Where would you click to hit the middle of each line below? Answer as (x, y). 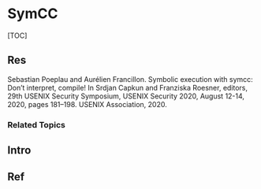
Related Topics (37, 124)
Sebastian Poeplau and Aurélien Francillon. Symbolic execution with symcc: (130, 79)
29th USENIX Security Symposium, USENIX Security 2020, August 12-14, (126, 96)
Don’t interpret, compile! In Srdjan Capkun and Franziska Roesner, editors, (128, 87)
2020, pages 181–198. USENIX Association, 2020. (87, 104)
